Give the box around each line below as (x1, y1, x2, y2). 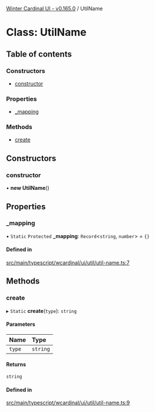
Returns (6, 361, 27, 368)
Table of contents (6, 49, 72, 59)
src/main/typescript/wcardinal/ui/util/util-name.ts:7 (6, 259, 130, 266)
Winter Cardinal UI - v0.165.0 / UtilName (6, 5, 103, 12)
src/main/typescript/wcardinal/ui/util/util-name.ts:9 (6, 399, 130, 406)
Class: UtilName (6, 26, 87, 39)
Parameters (6, 321, 35, 328)
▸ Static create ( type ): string (6, 307, 77, 314)
